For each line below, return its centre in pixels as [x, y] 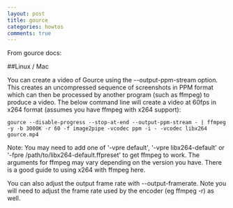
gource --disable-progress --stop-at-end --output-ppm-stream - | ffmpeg [117, 123]
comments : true [29, 33]
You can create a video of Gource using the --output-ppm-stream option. [113, 80]
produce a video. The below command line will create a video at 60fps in [112, 103]
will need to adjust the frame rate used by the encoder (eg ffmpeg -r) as [111, 191]
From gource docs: [35, 53]
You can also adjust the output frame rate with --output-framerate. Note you [117, 184]
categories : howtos [36, 27]
